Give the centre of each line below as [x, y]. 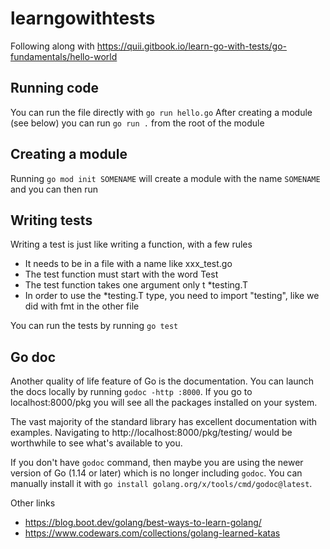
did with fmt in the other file [82, 306]
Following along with [52, 46]
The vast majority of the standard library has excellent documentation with [164, 422]
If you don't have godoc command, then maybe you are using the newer [157, 463]
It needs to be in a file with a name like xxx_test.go [128, 264]
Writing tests [51, 220]
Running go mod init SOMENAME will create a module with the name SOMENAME [165, 178]
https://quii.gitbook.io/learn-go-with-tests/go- [192, 46]
